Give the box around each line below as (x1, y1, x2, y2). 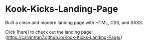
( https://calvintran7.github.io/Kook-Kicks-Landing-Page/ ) (5, 34, 123, 40)
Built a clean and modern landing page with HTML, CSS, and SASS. (5, 20, 144, 25)
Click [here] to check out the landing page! (5, 29, 93, 35)
